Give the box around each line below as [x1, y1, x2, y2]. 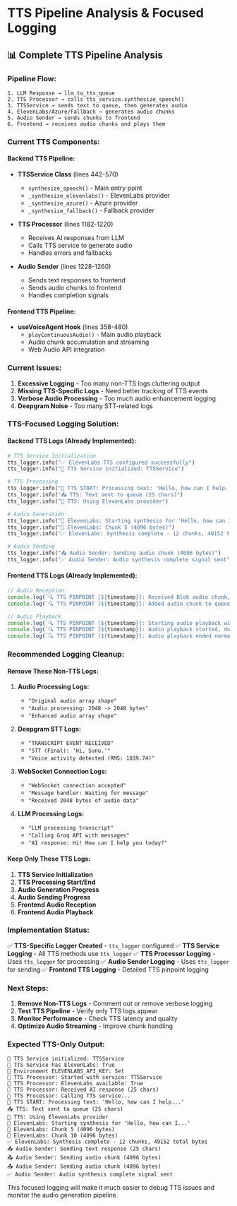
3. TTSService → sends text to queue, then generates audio [7, 102, 188, 109]
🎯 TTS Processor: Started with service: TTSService [7, 1074, 162, 1081]
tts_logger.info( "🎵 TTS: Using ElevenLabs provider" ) [7, 498, 169, 505]
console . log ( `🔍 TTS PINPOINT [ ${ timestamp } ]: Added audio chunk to [7, 600, 212, 607]
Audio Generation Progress [17, 885, 99, 894]
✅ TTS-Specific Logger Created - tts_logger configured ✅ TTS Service [7, 941, 220, 950]
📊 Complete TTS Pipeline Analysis [7, 49, 164, 61]
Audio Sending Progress [17, 892, 91, 901]
